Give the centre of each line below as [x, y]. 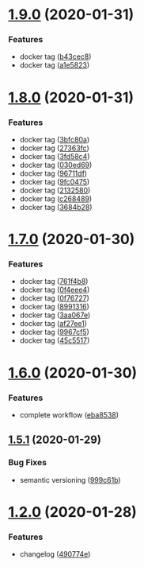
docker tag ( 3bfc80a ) [55, 139]
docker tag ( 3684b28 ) [56, 207]
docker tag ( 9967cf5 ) [54, 332]
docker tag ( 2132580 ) [55, 190]
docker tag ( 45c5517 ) [55, 340]
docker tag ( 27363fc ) [54, 148]
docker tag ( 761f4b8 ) [54, 282]
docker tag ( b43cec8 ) [55, 56]
